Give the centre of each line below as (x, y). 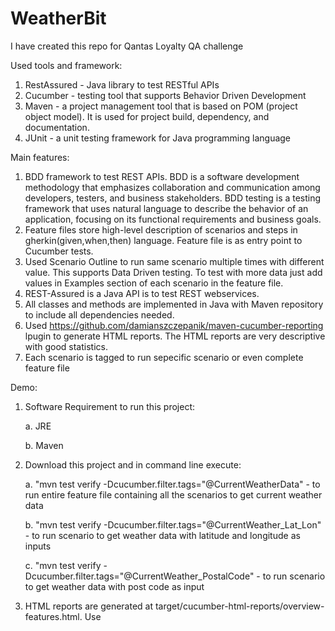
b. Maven (44, 445)
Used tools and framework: (66, 65)
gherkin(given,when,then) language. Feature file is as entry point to (163, 240)
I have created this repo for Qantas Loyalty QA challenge (127, 46)
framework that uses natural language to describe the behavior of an (166, 208)
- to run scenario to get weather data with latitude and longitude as (162, 535)
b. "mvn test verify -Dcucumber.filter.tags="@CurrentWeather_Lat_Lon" (173, 524)
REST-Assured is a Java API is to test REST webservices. (142, 293)
